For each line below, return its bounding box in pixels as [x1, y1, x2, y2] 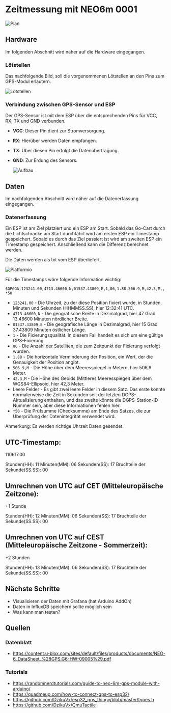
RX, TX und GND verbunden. [5, 118, 66, 124]
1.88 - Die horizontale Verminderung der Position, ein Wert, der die [12, 354, 153, 360]
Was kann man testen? [12, 609, 61, 615]
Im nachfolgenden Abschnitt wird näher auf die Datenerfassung [5, 196, 139, 202]
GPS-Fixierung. [12, 338, 45, 344]
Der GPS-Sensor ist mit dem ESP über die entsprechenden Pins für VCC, [5, 113, 158, 119]
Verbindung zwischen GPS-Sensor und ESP [5, 101, 116, 108]
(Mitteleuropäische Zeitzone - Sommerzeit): [5, 541, 148, 550]
